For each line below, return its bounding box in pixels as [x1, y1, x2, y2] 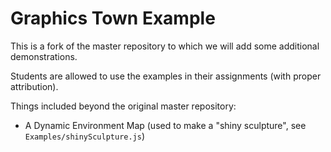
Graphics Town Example [10, 7, 216, 30]
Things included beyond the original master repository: [10, 100, 237, 112]
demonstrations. [10, 50, 78, 62]
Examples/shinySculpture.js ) [24, 130, 146, 142]
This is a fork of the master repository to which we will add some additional [10, 40, 320, 52]
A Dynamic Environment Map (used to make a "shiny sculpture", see [24, 119, 307, 131]
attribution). [10, 80, 59, 92]
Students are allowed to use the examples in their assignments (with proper [10, 70, 322, 82]
